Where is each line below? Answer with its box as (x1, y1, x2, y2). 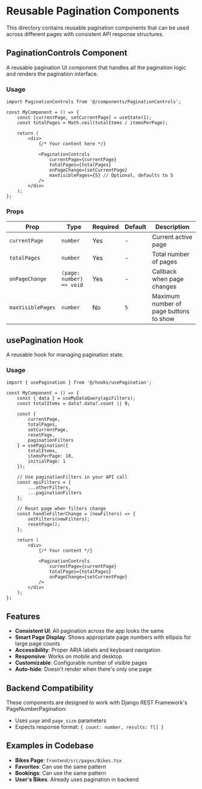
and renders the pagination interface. (6, 70, 99, 77)
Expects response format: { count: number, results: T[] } (14, 724, 164, 731)
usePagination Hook (6, 335, 84, 345)
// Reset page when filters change (17, 506, 106, 512)
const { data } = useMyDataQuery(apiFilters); (17, 395, 136, 402)
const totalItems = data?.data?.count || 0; (17, 401, 130, 407)
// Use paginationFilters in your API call (17, 474, 128, 480)
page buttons (152, 307, 190, 316)
